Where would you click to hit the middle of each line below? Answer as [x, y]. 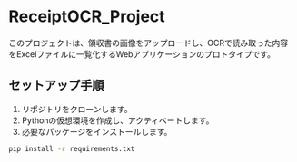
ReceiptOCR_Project [87, 17]
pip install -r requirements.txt [72, 148]
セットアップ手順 [56, 86]
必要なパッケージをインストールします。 [97, 131]
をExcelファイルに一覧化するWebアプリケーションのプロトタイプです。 [142, 54]
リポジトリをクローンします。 [77, 109]
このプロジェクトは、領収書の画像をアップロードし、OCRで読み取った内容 [148, 43]
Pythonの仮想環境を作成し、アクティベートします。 [118, 120]
